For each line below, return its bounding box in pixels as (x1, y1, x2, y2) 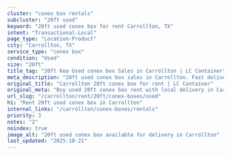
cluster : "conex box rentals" (7, 10, 94, 17)
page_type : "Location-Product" (7, 36, 97, 43)
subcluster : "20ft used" (7, 16, 78, 23)
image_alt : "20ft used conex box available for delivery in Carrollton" (7, 131, 220, 138)
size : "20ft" (7, 61, 45, 68)
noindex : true (7, 125, 48, 132)
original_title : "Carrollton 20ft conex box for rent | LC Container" (7, 80, 214, 87)
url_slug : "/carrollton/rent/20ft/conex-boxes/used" (7, 93, 162, 100)
